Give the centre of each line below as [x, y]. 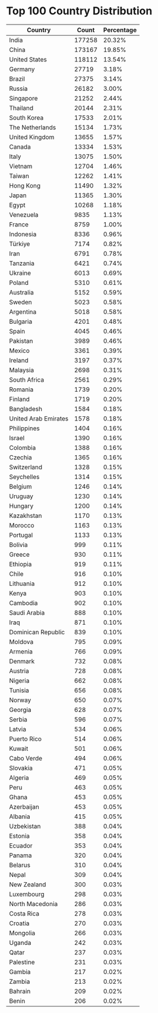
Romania [21, 389]
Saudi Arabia [27, 612]
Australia [21, 292]
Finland [19, 399]
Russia [18, 88]
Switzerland [26, 467]
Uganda [20, 943]
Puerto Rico [26, 739]
